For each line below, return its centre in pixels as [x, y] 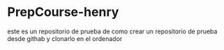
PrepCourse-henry [63, 12]
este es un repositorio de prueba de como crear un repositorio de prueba [112, 31]
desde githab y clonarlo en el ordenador [65, 38]
